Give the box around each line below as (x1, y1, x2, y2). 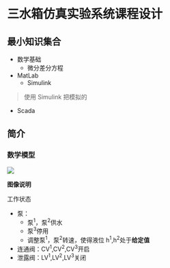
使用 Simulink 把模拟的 (23, 93, 87, 101)
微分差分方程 (27, 64, 63, 72)
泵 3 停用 (27, 226, 49, 235)
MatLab (16, 71, 39, 80)
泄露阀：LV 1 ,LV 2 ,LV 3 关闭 (16, 252, 87, 261)
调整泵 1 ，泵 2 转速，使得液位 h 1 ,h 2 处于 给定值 (27, 234, 150, 244)
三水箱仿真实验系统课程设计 (7, 6, 163, 22)
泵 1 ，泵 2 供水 (27, 217, 63, 226)
